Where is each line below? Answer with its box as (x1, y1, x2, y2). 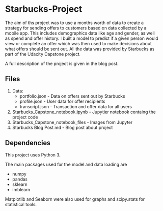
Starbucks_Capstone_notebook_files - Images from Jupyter (12, 119, 133, 125)
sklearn (12, 181, 28, 187)
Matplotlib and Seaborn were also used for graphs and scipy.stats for (5, 196, 145, 202)
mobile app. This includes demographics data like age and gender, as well (5, 30, 155, 36)
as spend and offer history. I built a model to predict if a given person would (5, 35, 159, 41)
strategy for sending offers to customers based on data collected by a (5, 25, 147, 30)
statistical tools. (5, 201, 37, 207)
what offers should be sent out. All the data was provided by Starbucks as (5, 46, 155, 52)
